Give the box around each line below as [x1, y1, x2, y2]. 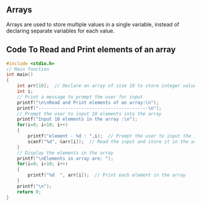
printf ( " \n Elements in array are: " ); [17, 156, 114, 162]
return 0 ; [17, 189, 42, 195]
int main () [6, 71, 33, 77]
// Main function [6, 66, 50, 72]
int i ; [17, 88, 33, 94]
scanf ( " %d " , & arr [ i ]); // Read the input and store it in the [28, 138, 188, 145]
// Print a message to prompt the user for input [17, 94, 144, 100]
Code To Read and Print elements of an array [6, 44, 176, 55]
